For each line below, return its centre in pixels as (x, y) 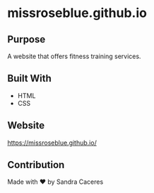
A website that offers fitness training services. (74, 56)
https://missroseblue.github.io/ (52, 143)
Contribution (36, 165)
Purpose (26, 39)
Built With (29, 78)
